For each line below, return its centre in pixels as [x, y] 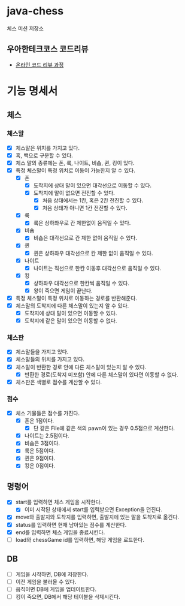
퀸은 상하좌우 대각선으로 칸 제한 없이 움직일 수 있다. [93, 253]
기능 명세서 [32, 91]
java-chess [35, 11]
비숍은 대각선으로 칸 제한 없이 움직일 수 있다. [85, 238]
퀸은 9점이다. [40, 458]
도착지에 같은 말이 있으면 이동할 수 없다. [71, 321]
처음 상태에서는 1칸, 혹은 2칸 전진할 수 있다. [92, 201]
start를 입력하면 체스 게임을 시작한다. [59, 502]
